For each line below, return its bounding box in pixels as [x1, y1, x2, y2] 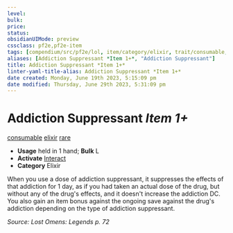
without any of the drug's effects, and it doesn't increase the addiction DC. [7, 189, 221, 198]
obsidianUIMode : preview [7, 36, 79, 43]
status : [7, 29, 30, 37]
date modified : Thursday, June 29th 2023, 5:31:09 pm [7, 81, 166, 88]
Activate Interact [17, 154, 67, 162]
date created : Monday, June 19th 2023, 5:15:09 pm [7, 74, 157, 82]
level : [7, 10, 26, 17]
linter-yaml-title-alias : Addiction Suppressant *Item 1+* [7, 68, 182, 75]
